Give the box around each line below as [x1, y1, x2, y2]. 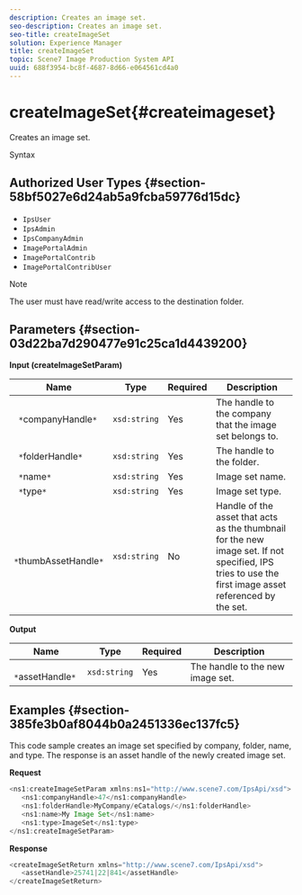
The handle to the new [190, 660, 285, 673]
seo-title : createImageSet [9, 30, 111, 39]
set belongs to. [215, 430, 279, 443]
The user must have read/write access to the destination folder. [9, 296, 244, 307]
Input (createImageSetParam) [9, 360, 123, 371]
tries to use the [215, 568, 280, 580]
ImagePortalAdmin [22, 244, 88, 253]
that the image [215, 419, 277, 432]
